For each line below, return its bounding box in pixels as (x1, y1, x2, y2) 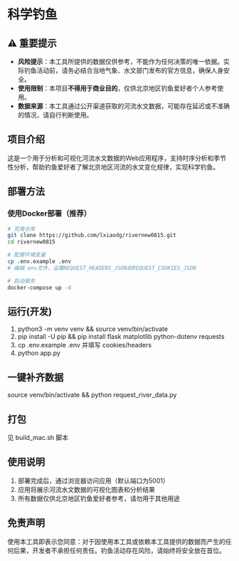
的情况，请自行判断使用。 (17, 111, 93, 119)
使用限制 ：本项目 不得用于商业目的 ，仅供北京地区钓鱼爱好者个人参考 (17, 84, 218, 93)
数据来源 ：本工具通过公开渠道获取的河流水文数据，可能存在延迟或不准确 (17, 102, 230, 110)
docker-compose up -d (7, 284, 72, 291)
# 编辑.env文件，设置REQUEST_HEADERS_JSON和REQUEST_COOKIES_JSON (7, 264, 197, 271)
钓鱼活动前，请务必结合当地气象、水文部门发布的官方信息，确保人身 (23, 66, 224, 75)
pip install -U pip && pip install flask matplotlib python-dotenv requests (17, 332, 225, 341)
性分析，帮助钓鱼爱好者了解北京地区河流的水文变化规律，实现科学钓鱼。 (7, 162, 219, 171)
